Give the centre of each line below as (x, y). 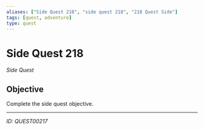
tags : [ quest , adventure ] (39, 18)
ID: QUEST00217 (27, 121)
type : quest (21, 23)
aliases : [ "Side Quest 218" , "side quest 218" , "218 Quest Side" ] (92, 12)
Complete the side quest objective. (50, 104)
